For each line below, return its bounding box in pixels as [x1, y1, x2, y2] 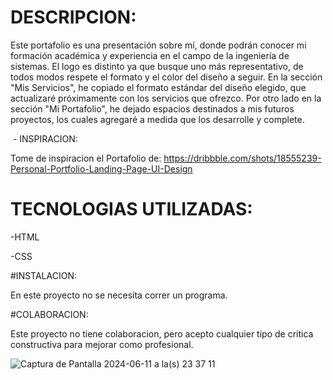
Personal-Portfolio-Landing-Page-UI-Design [10, 162, 193, 175]
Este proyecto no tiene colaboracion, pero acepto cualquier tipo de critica [10, 327, 314, 340]
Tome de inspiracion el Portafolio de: [10, 152, 162, 164]
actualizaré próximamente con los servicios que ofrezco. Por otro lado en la [10, 92, 322, 104]
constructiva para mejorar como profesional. [10, 338, 194, 350]
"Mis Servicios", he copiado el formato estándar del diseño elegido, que [10, 81, 307, 93]
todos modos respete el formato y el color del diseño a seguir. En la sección [10, 71, 323, 83]
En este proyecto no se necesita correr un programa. [10, 289, 228, 301]
